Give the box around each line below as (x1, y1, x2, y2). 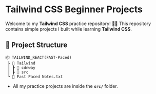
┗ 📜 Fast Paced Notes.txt (7, 74, 63, 79)
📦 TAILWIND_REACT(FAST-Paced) (5, 55, 72, 60)
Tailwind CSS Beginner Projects (5, 4, 143, 15)
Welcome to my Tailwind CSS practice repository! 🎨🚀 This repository (5, 20, 151, 27)
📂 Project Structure (5, 41, 68, 50)
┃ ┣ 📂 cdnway (7, 65, 36, 70)
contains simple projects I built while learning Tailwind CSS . (5, 26, 132, 32)
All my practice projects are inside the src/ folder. (12, 83, 118, 89)
